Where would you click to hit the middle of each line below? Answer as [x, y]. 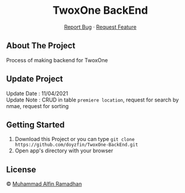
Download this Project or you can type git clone [75, 139]
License [21, 169]
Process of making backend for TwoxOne [57, 60]
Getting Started [36, 125]
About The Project [41, 46]
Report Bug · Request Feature [100, 27]
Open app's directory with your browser [64, 151]
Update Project [35, 79]
